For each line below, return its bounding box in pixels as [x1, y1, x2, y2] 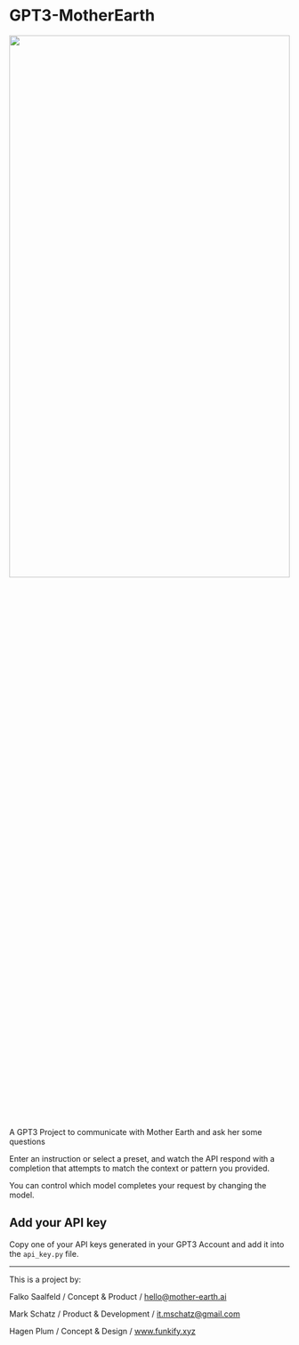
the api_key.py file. [9, 1248, 79, 1259]
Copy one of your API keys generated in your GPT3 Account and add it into [9, 1238, 285, 1250]
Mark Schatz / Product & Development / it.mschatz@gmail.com [9, 1309, 240, 1319]
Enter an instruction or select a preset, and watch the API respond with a [9, 1153, 275, 1164]
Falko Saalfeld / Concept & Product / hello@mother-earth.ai [9, 1291, 227, 1301]
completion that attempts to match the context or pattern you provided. [9, 1163, 270, 1173]
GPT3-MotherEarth [9, 5, 156, 26]
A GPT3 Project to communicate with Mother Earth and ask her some [9, 1126, 263, 1137]
